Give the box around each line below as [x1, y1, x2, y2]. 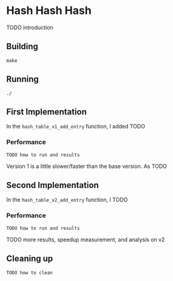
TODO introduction [6, 24, 53, 31]
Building [6, 41, 38, 52]
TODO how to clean [6, 269, 53, 276]
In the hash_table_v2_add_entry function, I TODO [6, 196, 128, 204]
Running [6, 74, 39, 85]
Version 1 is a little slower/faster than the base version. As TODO [6, 162, 168, 170]
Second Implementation [6, 180, 99, 190]
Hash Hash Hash [6, 4, 92, 18]
